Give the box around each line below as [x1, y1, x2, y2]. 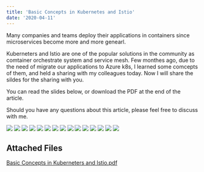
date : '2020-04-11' [6, 15, 56, 21]
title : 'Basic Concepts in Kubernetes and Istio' [6, 9, 136, 15]
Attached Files [6, 143, 63, 153]
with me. [6, 113, 29, 120]
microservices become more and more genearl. [6, 38, 126, 45]
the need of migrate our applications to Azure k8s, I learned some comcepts [6, 62, 199, 70]
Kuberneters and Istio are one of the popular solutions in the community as [6, 50, 195, 57]
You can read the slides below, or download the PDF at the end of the [6, 88, 181, 95]
